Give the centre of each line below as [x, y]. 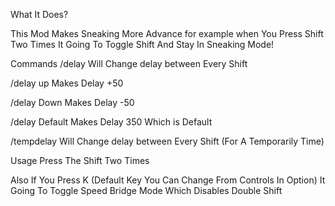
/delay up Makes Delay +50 [67, 83]
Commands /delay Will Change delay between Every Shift [129, 63]
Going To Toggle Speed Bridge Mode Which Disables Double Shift [146, 190]
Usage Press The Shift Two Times [80, 160]
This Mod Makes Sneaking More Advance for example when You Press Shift [167, 33]
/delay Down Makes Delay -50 [72, 102]
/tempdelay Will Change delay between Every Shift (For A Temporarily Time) [167, 141]
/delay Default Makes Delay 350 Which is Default [111, 122]
